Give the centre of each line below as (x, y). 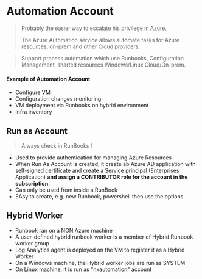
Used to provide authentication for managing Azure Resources (93, 158)
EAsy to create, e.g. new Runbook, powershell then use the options (99, 196)
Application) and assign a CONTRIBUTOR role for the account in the (101, 177)
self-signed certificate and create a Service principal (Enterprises (97, 170)
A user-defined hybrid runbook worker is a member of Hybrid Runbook (104, 237)
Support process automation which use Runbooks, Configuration (103, 58)
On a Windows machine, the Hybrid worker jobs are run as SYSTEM (100, 263)
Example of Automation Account (48, 79)
